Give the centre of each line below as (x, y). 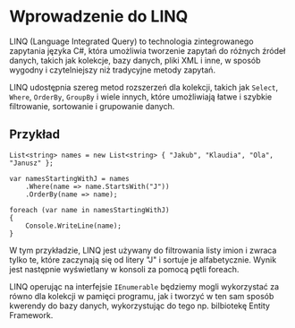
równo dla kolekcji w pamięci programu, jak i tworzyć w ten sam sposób (142, 296)
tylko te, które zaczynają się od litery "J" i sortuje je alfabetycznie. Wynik (143, 259)
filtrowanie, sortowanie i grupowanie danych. (92, 106)
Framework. (31, 315)
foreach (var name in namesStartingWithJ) (89, 210)
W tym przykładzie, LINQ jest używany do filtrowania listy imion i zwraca (143, 250)
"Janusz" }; (31, 163)
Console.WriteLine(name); (74, 226)
